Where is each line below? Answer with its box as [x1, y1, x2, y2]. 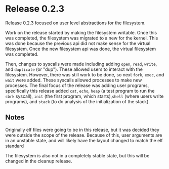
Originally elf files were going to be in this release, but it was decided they [5, 126, 159, 133]
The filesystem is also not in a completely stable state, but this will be [5, 152, 150, 158]
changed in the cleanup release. [5, 158, 72, 164]
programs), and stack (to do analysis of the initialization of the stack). [5, 98, 150, 104]
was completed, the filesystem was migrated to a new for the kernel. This [5, 35, 158, 41]
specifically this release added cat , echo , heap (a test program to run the [5, 88, 155, 94]
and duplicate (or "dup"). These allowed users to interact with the [5, 66, 143, 72]
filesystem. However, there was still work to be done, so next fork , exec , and [5, 71, 164, 77]
